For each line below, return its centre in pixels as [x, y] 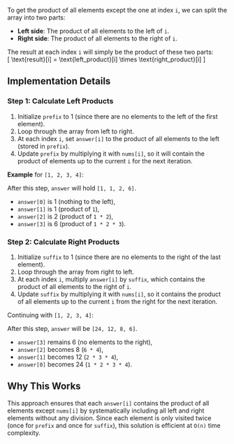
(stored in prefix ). [43, 146]
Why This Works [44, 386]
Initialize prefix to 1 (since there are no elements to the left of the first [117, 116]
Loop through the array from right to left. [76, 272]
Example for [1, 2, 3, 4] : [45, 175]
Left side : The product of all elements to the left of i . [93, 31]
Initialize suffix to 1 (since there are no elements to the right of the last [119, 257]
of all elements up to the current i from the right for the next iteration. [117, 301]
